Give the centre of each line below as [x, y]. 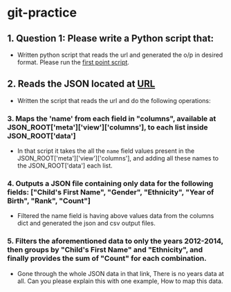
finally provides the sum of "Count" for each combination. [107, 259]
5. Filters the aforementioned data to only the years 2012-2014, [115, 241]
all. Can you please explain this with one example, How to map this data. [120, 281]
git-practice [42, 13]
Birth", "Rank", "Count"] [49, 201]
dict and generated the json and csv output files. [86, 223]
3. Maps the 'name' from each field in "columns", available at [112, 118]
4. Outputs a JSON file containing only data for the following [110, 183]
